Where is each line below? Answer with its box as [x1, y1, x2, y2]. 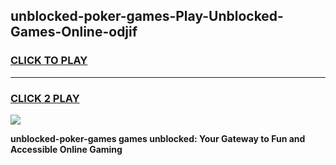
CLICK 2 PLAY [10, 91, 80, 105]
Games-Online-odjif [10, 24, 138, 41]
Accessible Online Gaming [10, 143, 123, 155]
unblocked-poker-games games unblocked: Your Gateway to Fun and [10, 132, 306, 144]
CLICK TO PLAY [10, 54, 88, 68]
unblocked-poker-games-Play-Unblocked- [10, 8, 284, 25]
